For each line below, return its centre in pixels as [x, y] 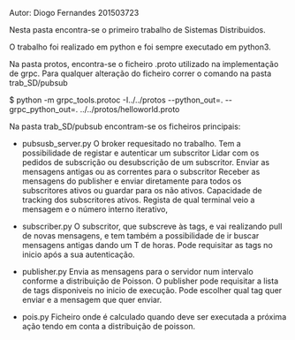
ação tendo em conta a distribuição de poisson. [109, 326]
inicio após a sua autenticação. [78, 254]
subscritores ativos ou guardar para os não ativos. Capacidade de [142, 190]
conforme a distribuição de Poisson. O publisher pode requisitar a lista [150, 281]
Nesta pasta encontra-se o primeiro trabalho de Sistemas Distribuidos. [138, 30]
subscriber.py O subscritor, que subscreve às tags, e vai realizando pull [152, 226]
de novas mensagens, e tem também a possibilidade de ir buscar [140, 236]
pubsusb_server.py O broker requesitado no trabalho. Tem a [131, 144]
